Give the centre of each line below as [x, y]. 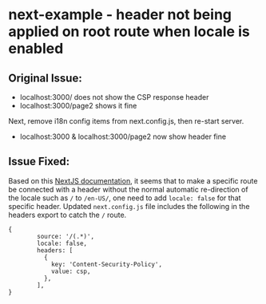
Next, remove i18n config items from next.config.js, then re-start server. [126, 121]
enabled [36, 49]
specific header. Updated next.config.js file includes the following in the [129, 206]
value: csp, [71, 271]
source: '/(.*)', [66, 236]
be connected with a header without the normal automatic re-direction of [129, 189]
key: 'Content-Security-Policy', [106, 264]
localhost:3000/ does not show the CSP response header [114, 97]
